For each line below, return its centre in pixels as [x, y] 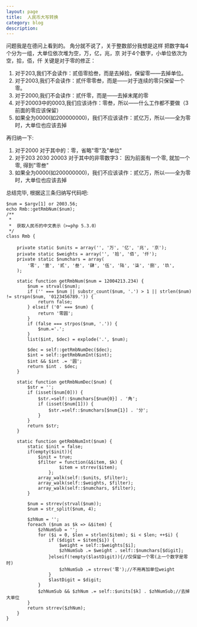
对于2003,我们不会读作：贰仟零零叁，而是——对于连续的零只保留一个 [100, 81]
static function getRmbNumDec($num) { [64, 382]
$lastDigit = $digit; [75, 580]
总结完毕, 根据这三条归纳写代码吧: [47, 193]
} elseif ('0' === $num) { [61, 307]
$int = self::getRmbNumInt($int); [70, 355]
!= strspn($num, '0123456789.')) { [50, 297]
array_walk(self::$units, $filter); [83, 478]
